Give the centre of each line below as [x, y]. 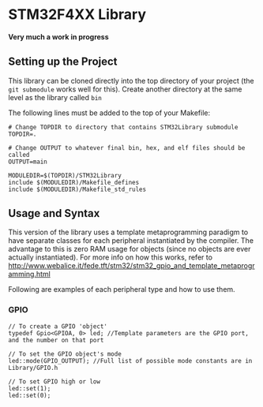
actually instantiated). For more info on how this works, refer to [111, 257]
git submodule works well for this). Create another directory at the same [125, 89]
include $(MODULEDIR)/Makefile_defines [74, 182]
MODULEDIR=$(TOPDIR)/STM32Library [65, 175]
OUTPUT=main [28, 162]
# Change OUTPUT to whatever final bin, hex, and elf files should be [127, 147]
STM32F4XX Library [77, 15]
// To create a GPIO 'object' [58, 326]
